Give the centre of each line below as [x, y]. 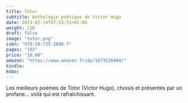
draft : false [22, 33]
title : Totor [22, 11]
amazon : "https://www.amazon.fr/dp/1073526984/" [66, 60]
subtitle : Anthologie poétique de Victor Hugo [64, 17]
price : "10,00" [25, 55]
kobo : [13, 71]
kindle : [15, 66]
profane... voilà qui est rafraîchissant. [51, 94]
